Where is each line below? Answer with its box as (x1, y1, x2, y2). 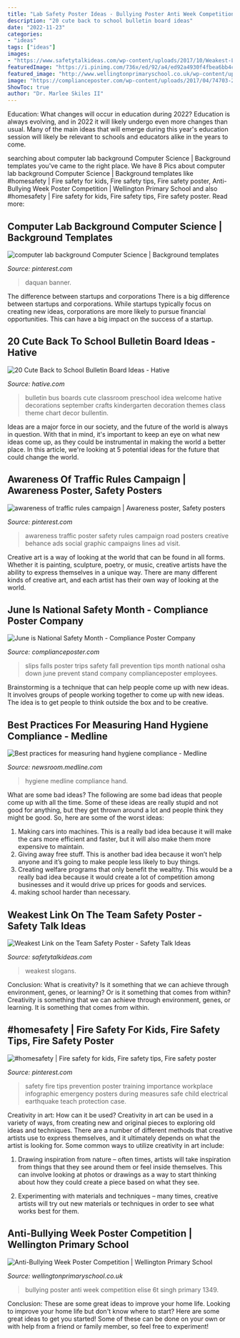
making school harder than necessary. (17, 888, 131, 897)
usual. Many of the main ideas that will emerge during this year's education (7, 125, 229, 134)
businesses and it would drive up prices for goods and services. (17, 881, 207, 889)
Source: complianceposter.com (7, 648, 100, 656)
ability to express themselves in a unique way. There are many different (7, 568, 218, 576)
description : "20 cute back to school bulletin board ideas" (7, 17, 194, 24)
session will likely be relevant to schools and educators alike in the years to (7, 133, 229, 142)
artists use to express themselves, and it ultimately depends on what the (7, 1134, 221, 1142)
